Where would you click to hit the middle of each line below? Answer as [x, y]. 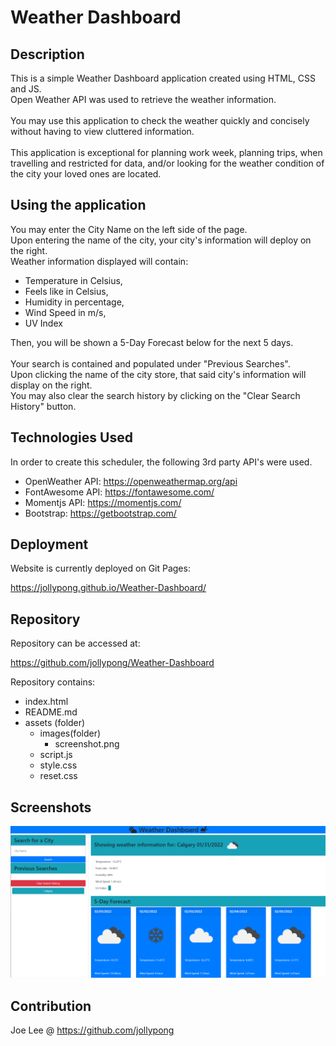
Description [47, 54]
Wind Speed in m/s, [65, 312]
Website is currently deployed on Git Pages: [100, 568]
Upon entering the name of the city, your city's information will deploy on [161, 240]
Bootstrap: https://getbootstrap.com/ [100, 513]
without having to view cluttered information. [102, 131]
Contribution [51, 1006]
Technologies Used [71, 437]
